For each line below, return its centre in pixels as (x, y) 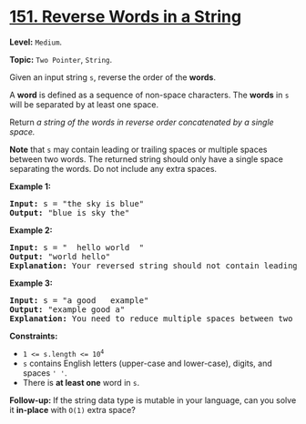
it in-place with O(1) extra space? (73, 409)
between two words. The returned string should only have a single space (147, 159)
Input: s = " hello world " (77, 247)
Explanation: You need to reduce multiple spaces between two (151, 318)
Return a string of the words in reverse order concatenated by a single (142, 122)
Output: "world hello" (60, 256)
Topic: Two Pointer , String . (61, 59)
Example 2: (31, 230)
